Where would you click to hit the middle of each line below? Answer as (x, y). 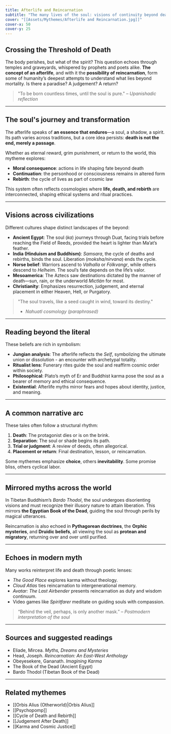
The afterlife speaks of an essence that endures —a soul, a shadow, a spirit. (85, 132)
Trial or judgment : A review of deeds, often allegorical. (70, 446)
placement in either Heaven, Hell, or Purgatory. (62, 291)
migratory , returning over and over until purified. (56, 537)
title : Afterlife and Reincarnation (44, 10)
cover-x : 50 (18, 24)
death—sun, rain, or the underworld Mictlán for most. (68, 281)
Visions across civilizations (50, 215)
